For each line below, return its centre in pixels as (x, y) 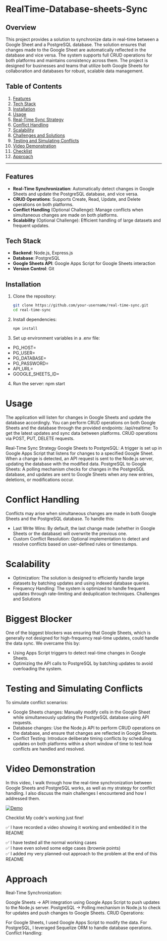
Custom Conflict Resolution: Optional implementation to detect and (81, 538)
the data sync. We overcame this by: (43, 643)
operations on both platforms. (43, 204)
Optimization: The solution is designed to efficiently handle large (79, 578)
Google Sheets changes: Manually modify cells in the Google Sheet (82, 712)
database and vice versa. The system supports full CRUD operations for (79, 55)
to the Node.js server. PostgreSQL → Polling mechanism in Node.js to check (83, 908)
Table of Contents (34, 87)
